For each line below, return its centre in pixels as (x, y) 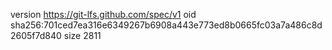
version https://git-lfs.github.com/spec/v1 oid (103, 14)
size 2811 (82, 35)
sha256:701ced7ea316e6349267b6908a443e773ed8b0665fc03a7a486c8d (166, 25)
